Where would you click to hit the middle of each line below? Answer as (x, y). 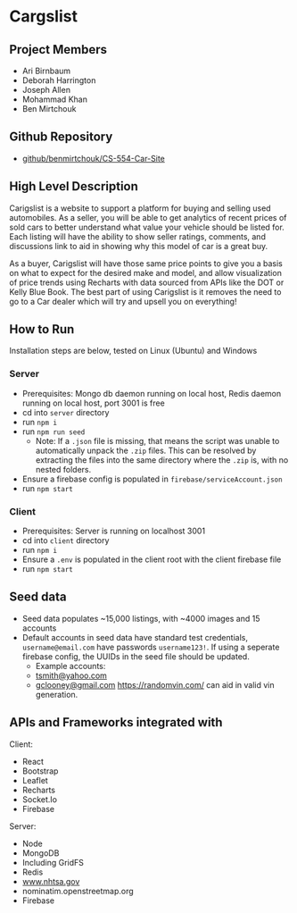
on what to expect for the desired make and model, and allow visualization (146, 272)
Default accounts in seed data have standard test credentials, (135, 637)
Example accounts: (70, 666)
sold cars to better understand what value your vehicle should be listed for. (147, 227)
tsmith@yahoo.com (71, 675)
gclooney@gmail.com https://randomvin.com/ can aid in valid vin (155, 684)
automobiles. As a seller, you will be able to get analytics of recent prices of (148, 217)
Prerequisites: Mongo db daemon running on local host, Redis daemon (152, 393)
